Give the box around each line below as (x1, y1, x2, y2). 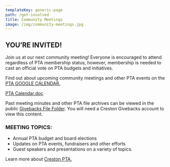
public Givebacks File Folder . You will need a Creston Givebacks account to (5, 106, 164, 112)
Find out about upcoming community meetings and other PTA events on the (5, 75, 165, 81)
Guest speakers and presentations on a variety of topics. (12, 146, 133, 152)
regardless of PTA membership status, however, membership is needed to (5, 60, 162, 66)
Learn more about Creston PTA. (5, 156, 72, 162)
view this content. (5, 111, 43, 117)
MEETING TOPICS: (5, 124, 52, 131)
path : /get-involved (5, 12, 50, 17)
